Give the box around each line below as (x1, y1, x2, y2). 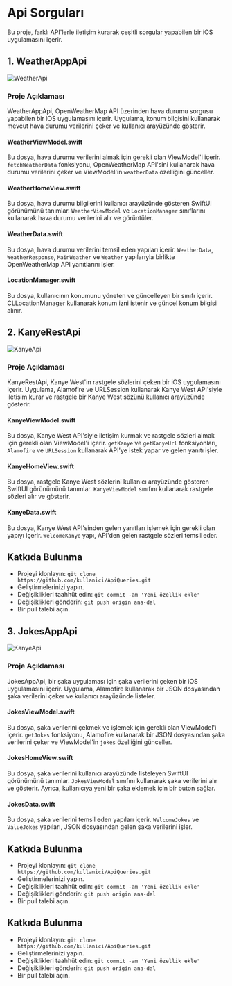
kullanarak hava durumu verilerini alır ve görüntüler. (7, 214, 154, 222)
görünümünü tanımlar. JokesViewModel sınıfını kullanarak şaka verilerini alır (7, 776, 218, 784)
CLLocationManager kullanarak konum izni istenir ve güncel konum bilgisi (7, 299, 217, 307)
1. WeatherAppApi (7, 56, 87, 67)
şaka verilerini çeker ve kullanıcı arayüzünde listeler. (7, 691, 156, 700)
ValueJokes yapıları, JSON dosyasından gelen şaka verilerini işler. (7, 823, 193, 831)
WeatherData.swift (7, 230, 64, 238)
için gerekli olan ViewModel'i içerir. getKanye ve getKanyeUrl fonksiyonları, (7, 439, 217, 447)
